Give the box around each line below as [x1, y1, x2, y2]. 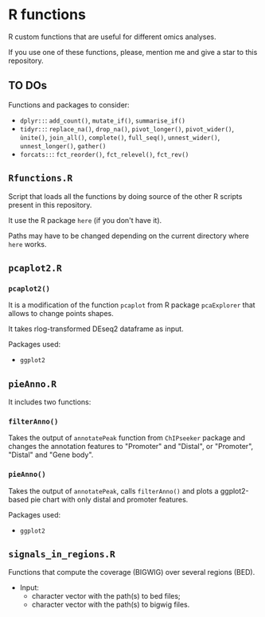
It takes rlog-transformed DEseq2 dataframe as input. [8, 324, 185, 334]
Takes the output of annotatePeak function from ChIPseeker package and [8, 433, 245, 443]
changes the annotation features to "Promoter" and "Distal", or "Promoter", [8, 442, 254, 451]
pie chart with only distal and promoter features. [30, 494, 189, 504]
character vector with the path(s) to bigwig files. [31, 599, 190, 610]
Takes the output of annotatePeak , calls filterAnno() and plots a [8, 486, 219, 495]
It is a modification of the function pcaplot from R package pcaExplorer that [8, 300, 256, 310]
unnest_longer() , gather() [19, 141, 107, 150]
